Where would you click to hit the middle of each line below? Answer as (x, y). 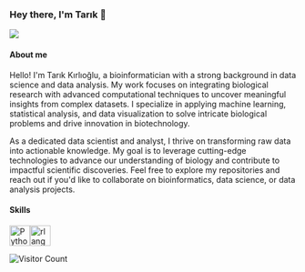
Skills (20, 210)
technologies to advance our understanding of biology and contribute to (145, 160)
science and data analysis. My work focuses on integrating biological (139, 85)
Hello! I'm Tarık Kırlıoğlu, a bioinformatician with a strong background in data (153, 75)
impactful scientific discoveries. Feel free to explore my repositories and (145, 170)
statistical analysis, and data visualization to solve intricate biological (138, 114)
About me (29, 55)
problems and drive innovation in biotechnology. (100, 123)
